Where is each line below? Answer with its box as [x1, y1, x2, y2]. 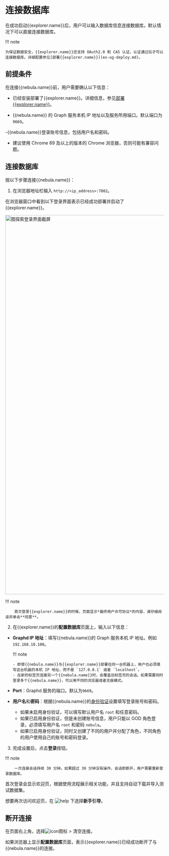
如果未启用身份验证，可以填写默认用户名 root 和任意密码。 [20, 709, 142, 715]
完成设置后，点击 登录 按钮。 [12, 745, 70, 751]
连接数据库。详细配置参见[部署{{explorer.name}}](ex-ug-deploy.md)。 [5, 55, 143, 60]
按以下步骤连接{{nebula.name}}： [5, 176, 75, 183]
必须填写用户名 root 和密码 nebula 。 [29, 722, 104, 728]
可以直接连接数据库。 [14, 28, 58, 34]
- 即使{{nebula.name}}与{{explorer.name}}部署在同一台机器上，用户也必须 [12, 662, 157, 667]
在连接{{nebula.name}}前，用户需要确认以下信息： [5, 84, 110, 90]
